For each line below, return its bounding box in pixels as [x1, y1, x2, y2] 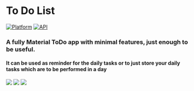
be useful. [6, 45, 36, 53]
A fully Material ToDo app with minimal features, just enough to [6, 38, 188, 46]
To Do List [6, 4, 55, 17]
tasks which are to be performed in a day [6, 66, 107, 73]
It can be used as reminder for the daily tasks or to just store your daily [6, 60, 181, 66]
